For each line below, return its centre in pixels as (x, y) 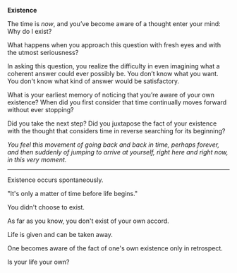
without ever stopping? (41, 110)
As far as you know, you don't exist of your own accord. (88, 221)
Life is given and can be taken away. (60, 235)
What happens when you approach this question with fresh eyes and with (114, 45)
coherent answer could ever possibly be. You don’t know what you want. (113, 74)
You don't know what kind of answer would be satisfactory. (93, 81)
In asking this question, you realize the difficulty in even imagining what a (114, 66)
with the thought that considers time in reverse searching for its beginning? (116, 131)
